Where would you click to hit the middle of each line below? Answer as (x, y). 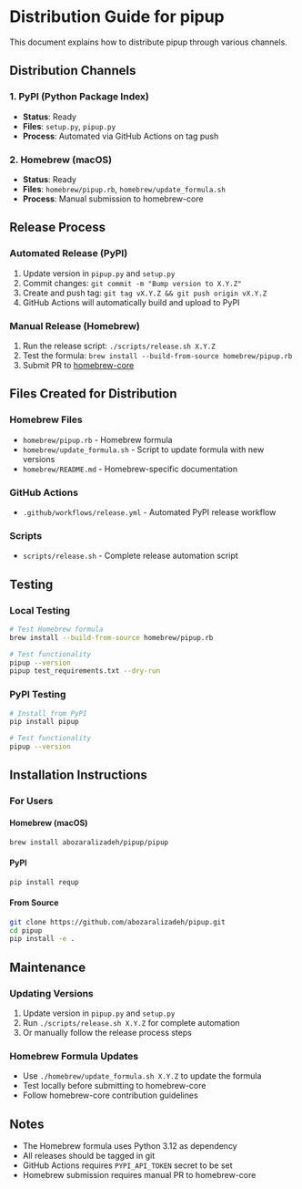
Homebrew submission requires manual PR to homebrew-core (139, 1175)
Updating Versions (51, 993)
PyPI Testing (38, 695)
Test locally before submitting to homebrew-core (114, 1086)
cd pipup (26, 931)
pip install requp (44, 882)
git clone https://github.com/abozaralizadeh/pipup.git (117, 922)
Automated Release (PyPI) (69, 253)
